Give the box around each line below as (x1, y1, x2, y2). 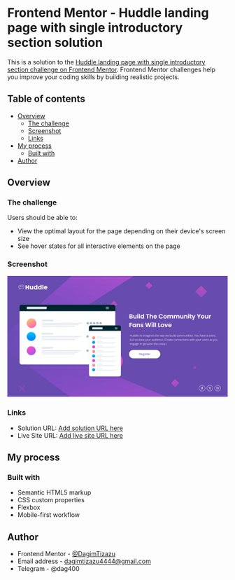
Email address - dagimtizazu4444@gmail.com (17, 557, 152, 565)
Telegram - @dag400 (17, 565, 80, 573)
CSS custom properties (17, 496, 85, 504)
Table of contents (7, 93, 85, 105)
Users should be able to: (7, 214, 78, 222)
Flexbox (17, 503, 41, 512)
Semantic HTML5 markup (17, 488, 92, 497)
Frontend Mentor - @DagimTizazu (17, 550, 116, 558)
